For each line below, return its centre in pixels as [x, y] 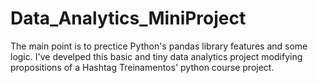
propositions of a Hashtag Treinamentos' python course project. [142, 67]
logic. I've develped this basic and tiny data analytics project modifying [156, 56]
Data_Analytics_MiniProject [128, 18]
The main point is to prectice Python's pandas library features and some [159, 46]
